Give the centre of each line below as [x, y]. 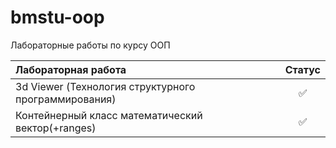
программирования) [66, 99]
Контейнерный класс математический [109, 115]
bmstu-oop [57, 17]
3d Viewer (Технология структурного [105, 86]
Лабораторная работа [71, 69]
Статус [302, 69]
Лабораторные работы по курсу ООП [90, 45]
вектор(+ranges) [56, 128]
